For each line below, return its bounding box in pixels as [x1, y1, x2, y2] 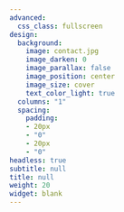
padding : [25, 114, 59, 123]
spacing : [17, 106, 51, 115]
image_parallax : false [25, 64, 111, 73]
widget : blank [9, 189, 63, 198]
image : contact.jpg [25, 47, 100, 56]
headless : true [9, 155, 67, 165]
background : [17, 38, 63, 48]
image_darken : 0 [25, 55, 88, 64]
